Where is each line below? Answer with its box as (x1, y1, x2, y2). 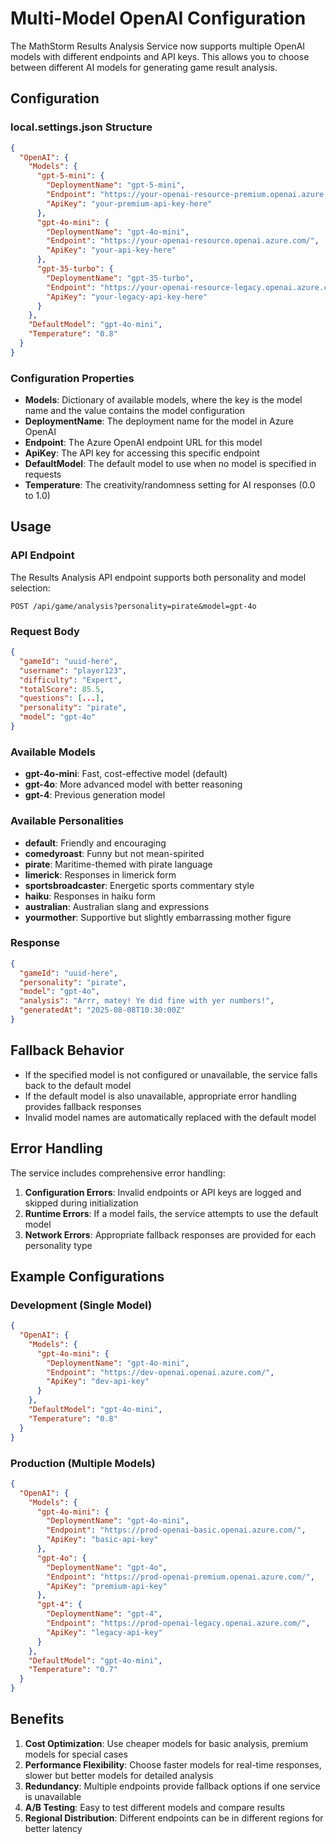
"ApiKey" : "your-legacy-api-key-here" (46, 292, 208, 302)
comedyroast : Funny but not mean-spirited (24, 847, 205, 859)
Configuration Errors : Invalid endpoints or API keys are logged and (24, 1186, 302, 1198)
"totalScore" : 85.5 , (19, 684, 105, 694)
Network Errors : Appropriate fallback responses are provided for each (24, 1228, 317, 1241)
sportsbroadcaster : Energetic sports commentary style (24, 879, 255, 891)
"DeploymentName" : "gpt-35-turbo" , (46, 273, 195, 283)
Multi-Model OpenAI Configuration (10, 7, 307, 30)
